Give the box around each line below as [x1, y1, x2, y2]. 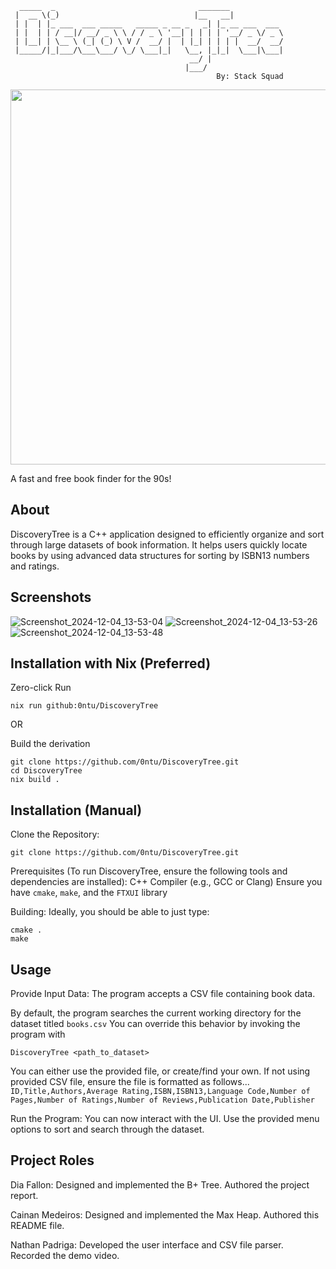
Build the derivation [10, 738, 91, 750]
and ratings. [10, 560, 60, 572]
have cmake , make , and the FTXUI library [10, 887, 168, 899]
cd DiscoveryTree [10, 766, 83, 776]
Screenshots [10, 589, 92, 606]
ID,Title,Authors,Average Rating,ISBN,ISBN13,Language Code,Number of [10, 1087, 311, 1097]
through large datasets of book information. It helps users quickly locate [10, 538, 308, 551]
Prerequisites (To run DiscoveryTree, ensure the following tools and [10, 865, 288, 877]
